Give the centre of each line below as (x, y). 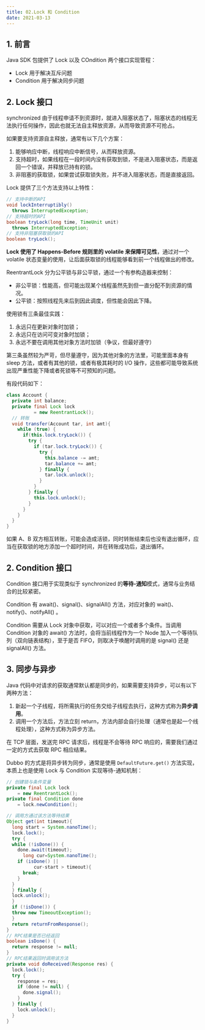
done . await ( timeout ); (45, 850)
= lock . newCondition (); (48, 805)
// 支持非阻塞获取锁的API (35, 234)
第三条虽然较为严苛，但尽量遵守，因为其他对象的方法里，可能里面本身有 (97, 355)
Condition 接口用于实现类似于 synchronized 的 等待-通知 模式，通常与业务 (98, 583)
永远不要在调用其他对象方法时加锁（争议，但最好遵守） (85, 342)
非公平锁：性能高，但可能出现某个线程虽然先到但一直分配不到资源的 (101, 285)
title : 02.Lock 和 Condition (43, 12)
